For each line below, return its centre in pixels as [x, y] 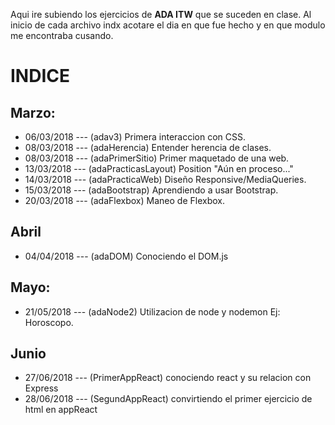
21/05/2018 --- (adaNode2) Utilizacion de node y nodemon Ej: [152, 311]
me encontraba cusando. [62, 35]
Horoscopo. [49, 322]
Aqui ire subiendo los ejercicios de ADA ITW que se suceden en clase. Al [161, 14]
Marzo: [33, 112]
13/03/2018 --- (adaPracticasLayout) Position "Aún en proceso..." [159, 168]
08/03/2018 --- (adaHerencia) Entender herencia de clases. [148, 147]
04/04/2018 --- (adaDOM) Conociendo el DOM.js [126, 256]
